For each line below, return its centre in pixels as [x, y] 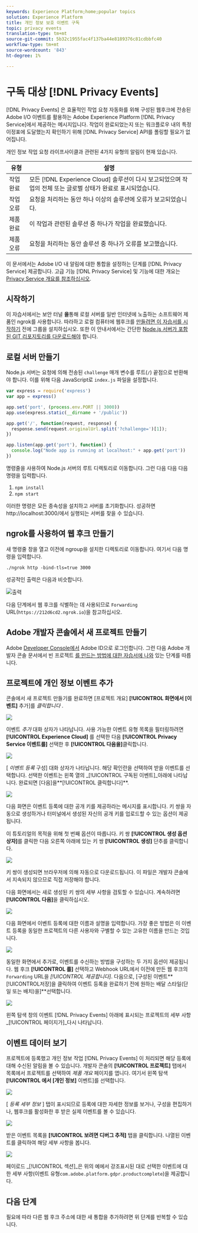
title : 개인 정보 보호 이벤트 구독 [43, 22]
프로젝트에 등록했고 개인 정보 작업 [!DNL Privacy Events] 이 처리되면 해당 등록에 [99, 1058]
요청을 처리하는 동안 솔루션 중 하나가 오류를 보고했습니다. [103, 243]
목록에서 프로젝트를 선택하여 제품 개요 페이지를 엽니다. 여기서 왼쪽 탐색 [87, 1073]
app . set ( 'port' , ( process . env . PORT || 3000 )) [63, 407]
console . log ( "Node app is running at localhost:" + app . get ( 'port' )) [98, 450]
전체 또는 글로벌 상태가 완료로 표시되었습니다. [101, 188]
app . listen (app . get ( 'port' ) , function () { [59, 445]
